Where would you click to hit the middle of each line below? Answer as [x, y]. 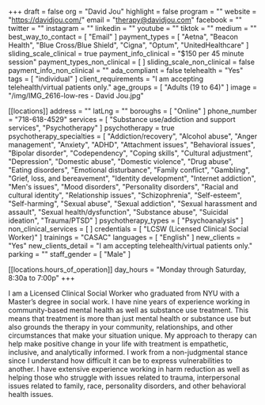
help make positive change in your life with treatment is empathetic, [119, 344]
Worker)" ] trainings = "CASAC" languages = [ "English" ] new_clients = [125, 237]
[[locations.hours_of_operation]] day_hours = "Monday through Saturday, [127, 269]
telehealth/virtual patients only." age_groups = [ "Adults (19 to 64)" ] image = [133, 87]
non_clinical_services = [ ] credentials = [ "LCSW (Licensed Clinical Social [129, 229]
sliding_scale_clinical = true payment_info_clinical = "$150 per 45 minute [126, 53]
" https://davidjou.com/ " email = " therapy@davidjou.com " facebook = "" [125, 20]
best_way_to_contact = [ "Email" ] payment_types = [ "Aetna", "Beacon [123, 36]
